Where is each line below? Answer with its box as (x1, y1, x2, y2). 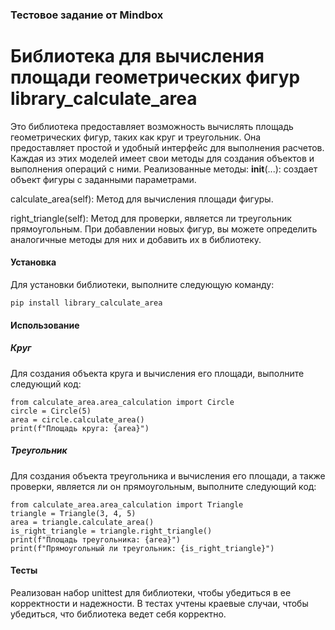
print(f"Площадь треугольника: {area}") (10, 534, 182, 545)
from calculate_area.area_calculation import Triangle (10, 499, 244, 510)
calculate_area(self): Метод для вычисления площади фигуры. (10, 193, 274, 205)
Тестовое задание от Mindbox (10, 8, 164, 22)
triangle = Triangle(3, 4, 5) (10, 508, 137, 518)
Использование (10, 319, 80, 331)
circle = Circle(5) (10, 406, 92, 416)
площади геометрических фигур (10, 66, 301, 89)
